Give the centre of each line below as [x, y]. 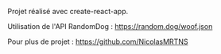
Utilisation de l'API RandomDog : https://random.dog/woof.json [110, 26]
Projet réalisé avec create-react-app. [68, 11]
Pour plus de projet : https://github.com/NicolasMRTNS [98, 41]
